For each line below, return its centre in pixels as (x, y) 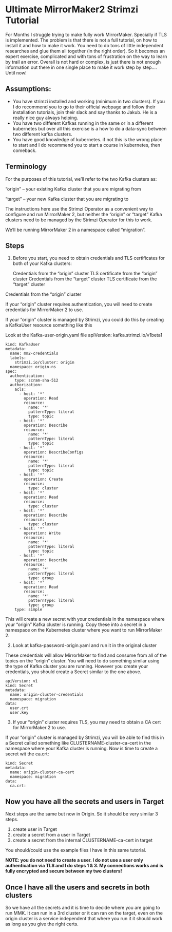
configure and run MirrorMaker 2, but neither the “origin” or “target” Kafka (84, 214)
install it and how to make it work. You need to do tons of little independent (84, 45)
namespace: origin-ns (33, 367)
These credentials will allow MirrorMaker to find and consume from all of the (86, 655)
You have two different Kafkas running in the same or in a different (83, 123)
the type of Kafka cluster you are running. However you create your (77, 667)
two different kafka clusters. (43, 134)
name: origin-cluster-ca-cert (42, 772)
